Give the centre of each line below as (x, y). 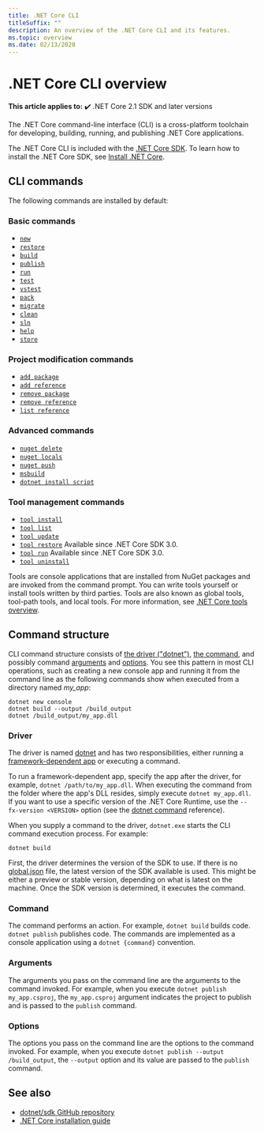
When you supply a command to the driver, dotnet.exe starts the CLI (119, 826)
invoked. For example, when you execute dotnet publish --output (116, 1052)
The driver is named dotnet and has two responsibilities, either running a (126, 753)
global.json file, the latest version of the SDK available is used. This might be (132, 871)
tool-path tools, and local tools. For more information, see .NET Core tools (128, 602)
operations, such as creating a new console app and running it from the (124, 670)
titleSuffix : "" (35, 23)
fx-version (26, 811)
